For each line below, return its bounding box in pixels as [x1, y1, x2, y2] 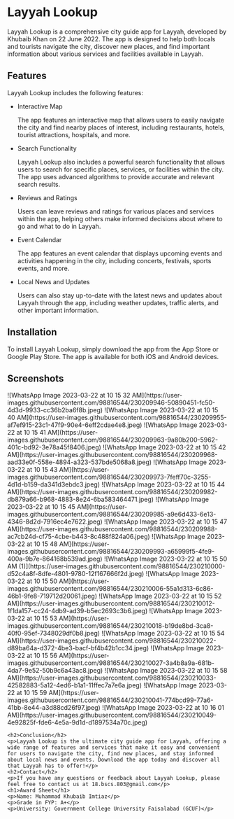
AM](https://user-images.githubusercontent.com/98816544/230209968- [7, 451, 218, 459]
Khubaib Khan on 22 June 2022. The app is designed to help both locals [7, 34, 216, 43]
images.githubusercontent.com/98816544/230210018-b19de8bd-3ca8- [7, 622, 214, 630]
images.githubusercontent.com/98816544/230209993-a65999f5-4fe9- [7, 547, 215, 556]
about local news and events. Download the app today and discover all [7, 757, 220, 764]
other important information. [17, 306, 99, 314]
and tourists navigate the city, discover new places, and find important [7, 42, 210, 50]
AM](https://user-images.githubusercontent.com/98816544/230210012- [7, 599, 215, 608]
